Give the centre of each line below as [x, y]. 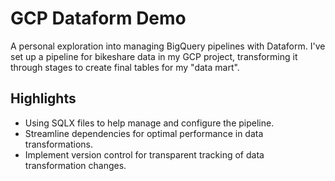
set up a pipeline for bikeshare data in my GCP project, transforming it [154, 56]
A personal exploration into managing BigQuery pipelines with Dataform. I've [168, 46]
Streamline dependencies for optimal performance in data [144, 133]
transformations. [59, 144]
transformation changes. [75, 165]
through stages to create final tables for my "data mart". [125, 67]
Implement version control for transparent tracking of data [144, 154]
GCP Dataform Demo [98, 18]
